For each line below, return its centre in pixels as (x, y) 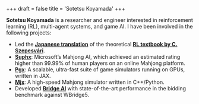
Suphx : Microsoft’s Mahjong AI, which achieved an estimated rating (97, 57)
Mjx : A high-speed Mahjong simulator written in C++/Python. (89, 82)
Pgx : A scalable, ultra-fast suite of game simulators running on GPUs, (100, 70)
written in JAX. (33, 76)
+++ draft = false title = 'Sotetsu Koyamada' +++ (66, 9)
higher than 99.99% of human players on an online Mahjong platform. (100, 63)
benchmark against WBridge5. (52, 95)
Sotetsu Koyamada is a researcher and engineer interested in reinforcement (99, 20)
